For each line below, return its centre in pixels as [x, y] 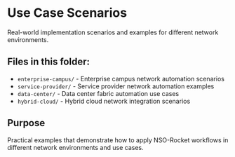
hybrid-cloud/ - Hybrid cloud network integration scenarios [104, 101]
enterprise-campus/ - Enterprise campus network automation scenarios [121, 78]
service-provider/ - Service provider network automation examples [116, 86]
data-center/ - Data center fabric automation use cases [98, 93]
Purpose [26, 123]
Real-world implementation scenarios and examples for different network [113, 32]
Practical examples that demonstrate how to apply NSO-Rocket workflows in [118, 140]
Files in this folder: [48, 62]
